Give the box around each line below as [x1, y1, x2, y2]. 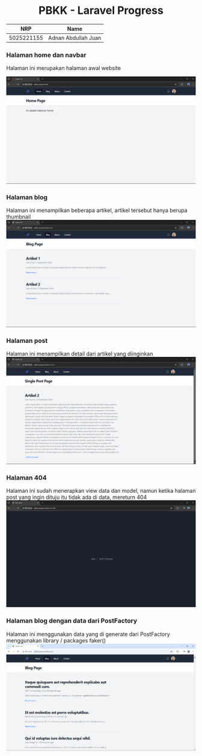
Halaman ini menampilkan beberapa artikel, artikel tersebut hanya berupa [6, 207, 188, 214]
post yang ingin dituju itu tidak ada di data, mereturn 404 [6, 493, 147, 501]
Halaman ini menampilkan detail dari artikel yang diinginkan [6, 350, 153, 357]
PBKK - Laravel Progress [38, 4, 164, 18]
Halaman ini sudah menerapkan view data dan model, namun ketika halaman [6, 487, 196, 494]
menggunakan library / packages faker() [6, 636, 106, 644]
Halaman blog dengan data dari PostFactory [6, 617, 138, 625]
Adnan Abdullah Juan [47, 34, 102, 41]
